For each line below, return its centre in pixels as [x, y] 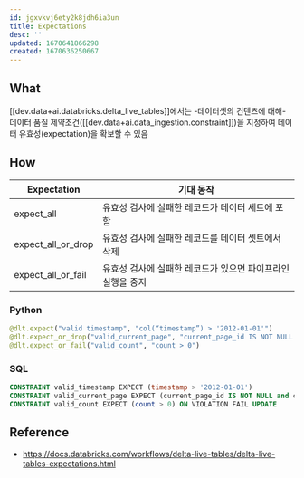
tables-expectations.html [69, 464]
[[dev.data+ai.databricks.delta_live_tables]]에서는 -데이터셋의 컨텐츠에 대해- [148, 110]
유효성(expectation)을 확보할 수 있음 [84, 133]
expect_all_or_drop [54, 244]
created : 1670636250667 [54, 52]
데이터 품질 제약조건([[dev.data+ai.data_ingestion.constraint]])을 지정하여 [142, 122]
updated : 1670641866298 [54, 43]
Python [26, 310]
